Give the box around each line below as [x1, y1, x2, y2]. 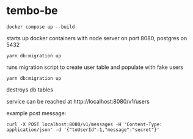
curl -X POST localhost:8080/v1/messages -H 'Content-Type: [6, 121, 163, 127]
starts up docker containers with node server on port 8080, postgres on [6, 34, 188, 41]
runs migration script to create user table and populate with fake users [6, 63, 184, 71]
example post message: [6, 109, 67, 116]
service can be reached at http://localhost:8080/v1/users [6, 98, 150, 105]
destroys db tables [6, 86, 54, 93]
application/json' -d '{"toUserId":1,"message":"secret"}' [6, 126, 160, 133]
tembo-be [6, 4, 58, 18]
